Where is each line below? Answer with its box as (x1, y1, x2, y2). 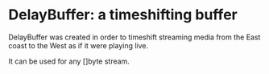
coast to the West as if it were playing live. (8, 40, 149, 50)
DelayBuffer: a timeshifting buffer (8, 6, 238, 24)
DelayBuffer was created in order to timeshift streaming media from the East (8, 32, 261, 42)
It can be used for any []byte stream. (8, 56, 130, 66)
